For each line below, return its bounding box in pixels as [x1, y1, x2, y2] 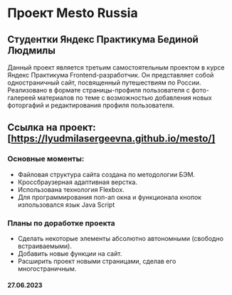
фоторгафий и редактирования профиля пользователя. [7, 101, 175, 109]
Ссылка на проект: [7, 122, 96, 134]
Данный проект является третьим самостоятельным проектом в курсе [7, 63, 225, 72]
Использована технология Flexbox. [17, 185, 125, 193]
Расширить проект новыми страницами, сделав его [17, 257, 176, 265]
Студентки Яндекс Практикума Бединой [7, 33, 199, 45]
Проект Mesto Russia [7, 5, 138, 21]
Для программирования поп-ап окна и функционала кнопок [17, 193, 201, 201]
